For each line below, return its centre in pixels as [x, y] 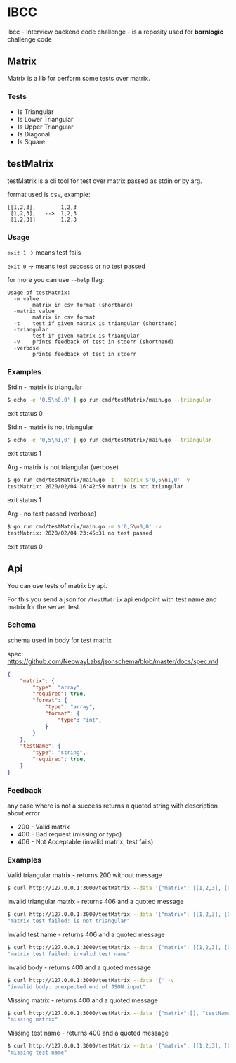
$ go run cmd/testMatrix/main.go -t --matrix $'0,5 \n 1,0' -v [99, 480]
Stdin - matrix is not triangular [50, 427]
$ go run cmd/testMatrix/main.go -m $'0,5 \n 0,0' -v [84, 526]
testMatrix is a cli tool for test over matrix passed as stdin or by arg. [105, 181]
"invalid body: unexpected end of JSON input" [77, 987]
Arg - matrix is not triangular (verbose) [63, 467]
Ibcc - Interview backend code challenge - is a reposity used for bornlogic [115, 32]
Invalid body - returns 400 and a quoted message [79, 967]
